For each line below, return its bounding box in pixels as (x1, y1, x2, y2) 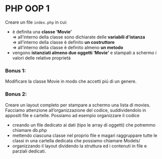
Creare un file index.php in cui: (5, 19, 68, 25)
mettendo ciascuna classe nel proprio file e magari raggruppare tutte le (12, 132, 158, 138)
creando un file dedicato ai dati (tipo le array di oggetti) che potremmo (12, 122, 156, 128)
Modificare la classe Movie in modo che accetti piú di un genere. (5, 78, 137, 84)
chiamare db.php (12, 127, 47, 133)
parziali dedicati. (12, 148, 46, 154)
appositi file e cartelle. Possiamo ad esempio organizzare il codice (5, 112, 140, 118)
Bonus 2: (5, 91, 27, 97)
